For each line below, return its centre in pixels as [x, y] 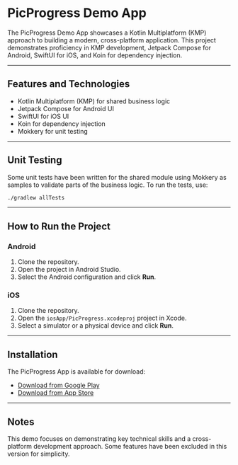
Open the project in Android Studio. [69, 270]
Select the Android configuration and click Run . [87, 277]
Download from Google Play [59, 385]
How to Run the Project [59, 226]
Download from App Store [56, 393]
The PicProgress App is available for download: [76, 372]
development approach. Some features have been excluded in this [130, 447]
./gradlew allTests [36, 197]
